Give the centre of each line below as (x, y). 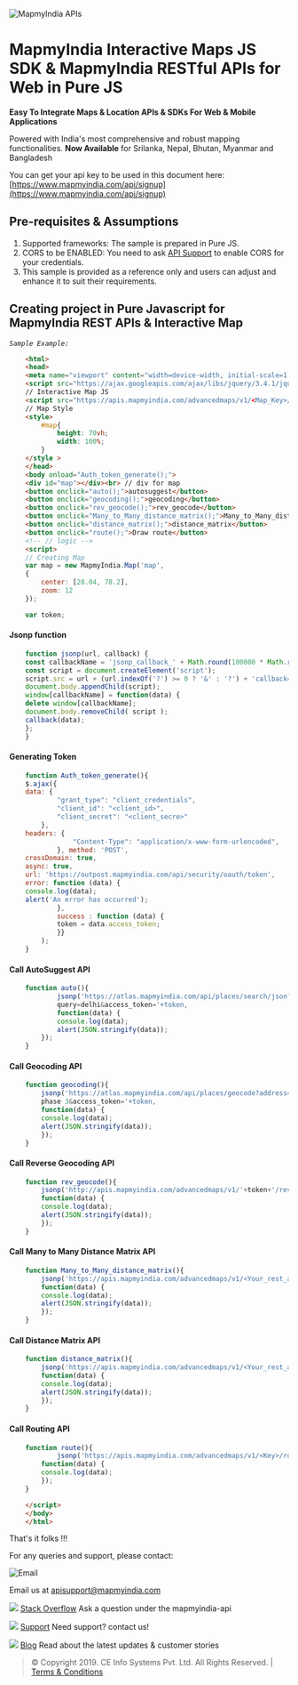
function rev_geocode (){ (71, 1182)
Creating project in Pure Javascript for (117, 309)
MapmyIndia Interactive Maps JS (133, 50)
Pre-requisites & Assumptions (94, 222)
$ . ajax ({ (41, 784)
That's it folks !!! (39, 1538)
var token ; (45, 615)
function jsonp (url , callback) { (87, 654)
